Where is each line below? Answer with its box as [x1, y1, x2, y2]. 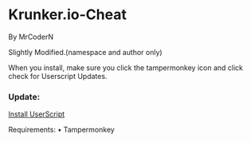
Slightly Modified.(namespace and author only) [8, 47, 163, 57]
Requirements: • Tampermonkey [8, 125, 116, 135]
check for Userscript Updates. [8, 71, 108, 81]
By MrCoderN [8, 32, 54, 41]
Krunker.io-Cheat [8, 6, 127, 24]
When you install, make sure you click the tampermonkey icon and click [8, 62, 244, 73]
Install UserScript [8, 109, 65, 119]
